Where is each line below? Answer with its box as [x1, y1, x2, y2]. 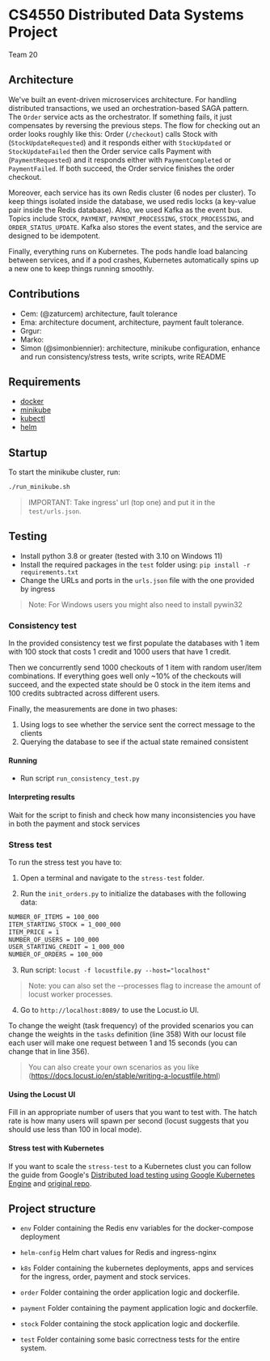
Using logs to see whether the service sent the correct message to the [19, 720, 255, 729]
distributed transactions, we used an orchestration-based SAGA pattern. [8, 103, 249, 113]
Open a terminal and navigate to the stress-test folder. [19, 873, 205, 883]
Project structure [8, 1202, 96, 1215]
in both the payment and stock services [8, 819, 141, 828]
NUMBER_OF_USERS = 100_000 [8, 935, 99, 944]
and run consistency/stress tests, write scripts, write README [19, 351, 226, 361]
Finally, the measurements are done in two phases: [8, 704, 178, 714]
